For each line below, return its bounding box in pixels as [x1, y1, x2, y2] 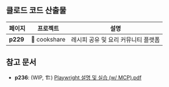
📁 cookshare [31, 35, 66, 43]
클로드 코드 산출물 [6, 5, 67, 16]
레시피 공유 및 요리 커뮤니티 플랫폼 [71, 36, 160, 44]
